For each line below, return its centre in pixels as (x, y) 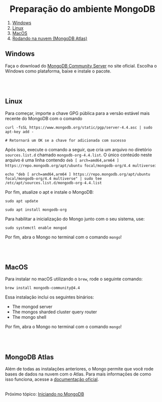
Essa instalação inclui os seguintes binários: (50, 297)
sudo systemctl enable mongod (36, 228)
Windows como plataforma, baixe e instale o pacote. (58, 71)
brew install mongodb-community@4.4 (42, 288)
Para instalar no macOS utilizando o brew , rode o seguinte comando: (74, 279)
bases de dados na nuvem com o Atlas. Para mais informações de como (78, 374)
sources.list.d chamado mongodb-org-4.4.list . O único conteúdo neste (79, 155)
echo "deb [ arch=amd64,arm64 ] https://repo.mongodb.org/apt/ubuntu (78, 174)
